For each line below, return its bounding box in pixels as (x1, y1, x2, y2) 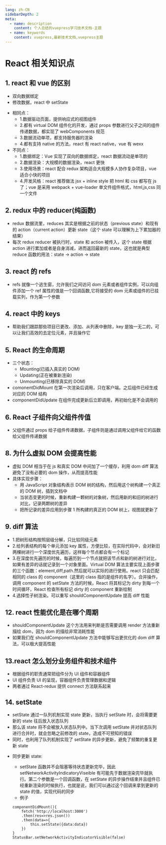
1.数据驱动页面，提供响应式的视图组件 (19, 116, 97, 122)
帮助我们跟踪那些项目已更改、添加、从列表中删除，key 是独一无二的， (12, 324, 155, 330)
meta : (5, 16, 16, 21)
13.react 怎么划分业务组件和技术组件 (5, 657, 117, 665)
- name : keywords (9, 30, 45, 35)
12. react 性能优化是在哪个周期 (5, 608, 99, 617)
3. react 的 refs (5, 267, 51, 276)
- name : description (9, 21, 52, 26)
